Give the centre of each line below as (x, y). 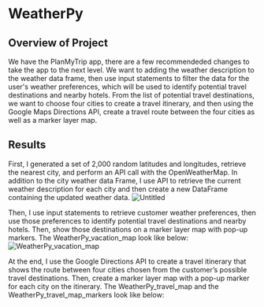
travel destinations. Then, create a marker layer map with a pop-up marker (129, 278)
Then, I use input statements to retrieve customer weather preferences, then (132, 213)
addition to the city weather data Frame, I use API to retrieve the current (125, 180)
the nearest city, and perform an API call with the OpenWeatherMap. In (123, 172)
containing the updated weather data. (69, 197)
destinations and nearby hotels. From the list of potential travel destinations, (131, 95)
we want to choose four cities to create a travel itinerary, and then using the (131, 104)
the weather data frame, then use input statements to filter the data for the (129, 78)
